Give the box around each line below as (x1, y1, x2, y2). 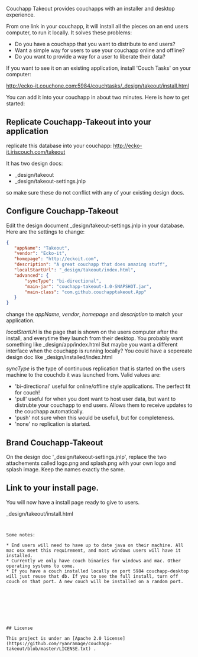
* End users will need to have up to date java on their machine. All (6, 542, 184, 548)
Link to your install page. (6, 483, 99, 493)
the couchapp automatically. (14, 408, 84, 415)
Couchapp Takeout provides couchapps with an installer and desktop (6, 5, 176, 12)
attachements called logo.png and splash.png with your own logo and (6, 459, 176, 467)
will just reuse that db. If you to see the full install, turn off (6, 573, 178, 579)
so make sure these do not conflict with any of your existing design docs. (6, 189, 184, 196)
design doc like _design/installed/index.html (6, 354, 113, 361)
